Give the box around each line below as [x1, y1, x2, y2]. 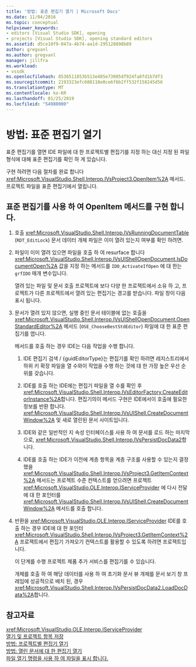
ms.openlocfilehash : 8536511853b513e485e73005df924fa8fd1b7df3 [6, 74, 163, 80]
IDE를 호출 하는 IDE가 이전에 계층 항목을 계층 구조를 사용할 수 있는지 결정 [23, 456, 189, 463]
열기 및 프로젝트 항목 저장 [6, 633, 64, 640]
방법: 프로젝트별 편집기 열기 [6, 640, 69, 647]
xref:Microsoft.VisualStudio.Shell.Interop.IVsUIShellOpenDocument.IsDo [14, 256, 188, 263]
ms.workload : [6, 63, 38, 69]
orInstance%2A [23, 396, 61, 403]
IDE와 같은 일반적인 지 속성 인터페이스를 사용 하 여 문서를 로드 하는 [23, 429, 174, 436]
